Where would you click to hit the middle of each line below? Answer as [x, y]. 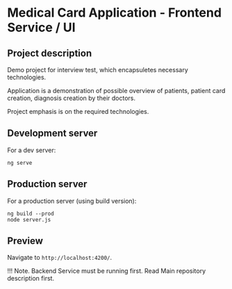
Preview [25, 241]
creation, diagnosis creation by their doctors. [71, 98]
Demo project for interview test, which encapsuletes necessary [98, 70]
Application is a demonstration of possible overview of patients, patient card [116, 91]
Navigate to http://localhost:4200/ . [60, 258]
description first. [31, 279]
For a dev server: [32, 150]
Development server [52, 133]
